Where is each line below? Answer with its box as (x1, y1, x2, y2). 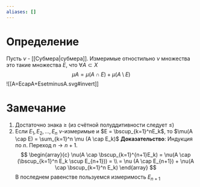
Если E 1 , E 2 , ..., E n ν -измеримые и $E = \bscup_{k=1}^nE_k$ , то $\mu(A (14, 127, 193, 136)
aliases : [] (6, 8, 36, 15)
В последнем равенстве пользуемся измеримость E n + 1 (14, 173, 161, 182)
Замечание (6, 101, 66, 115)
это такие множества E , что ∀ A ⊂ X (6, 61, 98, 68)
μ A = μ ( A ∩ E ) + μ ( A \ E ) (72, 71, 131, 78)
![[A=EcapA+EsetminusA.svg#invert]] (6, 80, 99, 87)
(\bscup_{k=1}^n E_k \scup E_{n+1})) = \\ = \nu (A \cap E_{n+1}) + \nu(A (17, 157, 195, 165)
